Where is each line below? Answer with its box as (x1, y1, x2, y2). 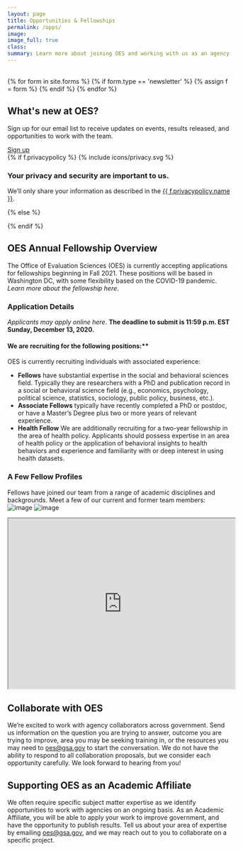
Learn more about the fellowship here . (7, 283, 119, 292)
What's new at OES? (7, 105, 99, 117)
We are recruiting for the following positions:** (7, 342, 149, 350)
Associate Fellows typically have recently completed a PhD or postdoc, (17, 401, 227, 410)
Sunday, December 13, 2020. (7, 325, 94, 334)
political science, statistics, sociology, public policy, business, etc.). (17, 394, 215, 402)
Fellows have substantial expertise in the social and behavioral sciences (17, 371, 229, 380)
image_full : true (7, 37, 59, 44)
